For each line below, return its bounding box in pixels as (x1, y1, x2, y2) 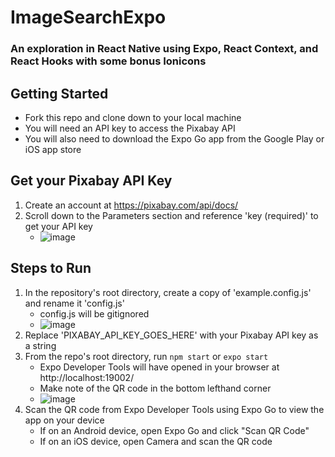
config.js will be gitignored (39, 307, 150, 320)
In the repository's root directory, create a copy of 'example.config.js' (24, 286, 312, 298)
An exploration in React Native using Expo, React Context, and (10, 42, 319, 56)
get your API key (24, 220, 93, 232)
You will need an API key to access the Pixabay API (24, 122, 236, 134)
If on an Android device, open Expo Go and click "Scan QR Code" (39, 424, 310, 436)
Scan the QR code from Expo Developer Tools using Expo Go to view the (24, 403, 325, 415)
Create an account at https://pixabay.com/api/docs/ (24, 199, 239, 211)
